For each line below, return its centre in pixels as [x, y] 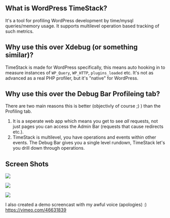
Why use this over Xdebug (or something [72, 47]
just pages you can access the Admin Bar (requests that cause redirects [88, 126]
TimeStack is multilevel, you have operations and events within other [84, 137]
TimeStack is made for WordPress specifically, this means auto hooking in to [85, 67]
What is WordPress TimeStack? [56, 8]
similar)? [20, 55]
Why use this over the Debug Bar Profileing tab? [83, 94]
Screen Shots [27, 164]
